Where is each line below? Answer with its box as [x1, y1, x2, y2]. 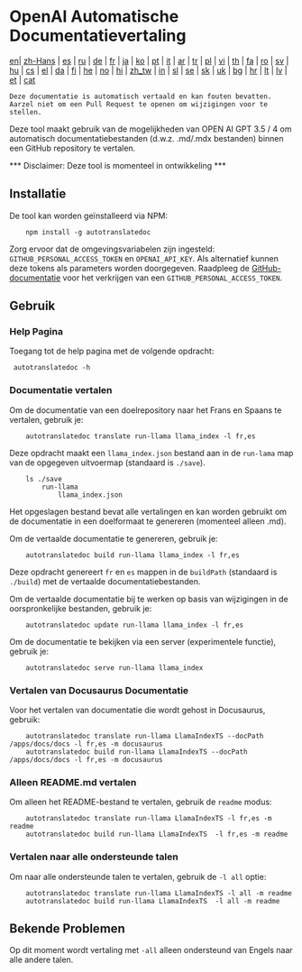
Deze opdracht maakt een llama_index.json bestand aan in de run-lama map [9, 447, 294, 458]
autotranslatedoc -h [13, 363, 91, 372]
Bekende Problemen [9, 922, 126, 937]
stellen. [9, 107, 42, 116]
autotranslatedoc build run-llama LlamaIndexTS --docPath [25, 747, 248, 757]
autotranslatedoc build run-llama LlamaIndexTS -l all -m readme [25, 896, 280, 905]
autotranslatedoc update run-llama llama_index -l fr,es [25, 620, 244, 629]
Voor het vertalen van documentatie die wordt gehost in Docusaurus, [9, 705, 266, 716]
